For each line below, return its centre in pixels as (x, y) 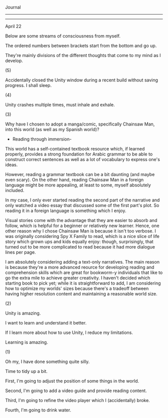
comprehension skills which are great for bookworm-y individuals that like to (84, 272)
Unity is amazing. (23, 313)
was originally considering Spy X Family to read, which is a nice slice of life (82, 236)
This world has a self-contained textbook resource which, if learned (75, 149)
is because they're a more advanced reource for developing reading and (80, 267)
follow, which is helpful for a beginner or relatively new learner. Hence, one (82, 225)
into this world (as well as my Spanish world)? (52, 129)
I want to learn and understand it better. (46, 323)
